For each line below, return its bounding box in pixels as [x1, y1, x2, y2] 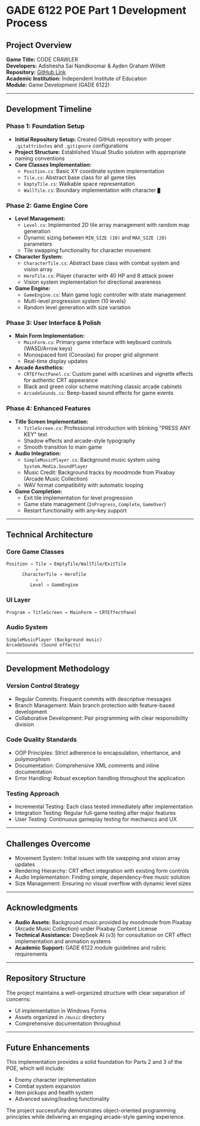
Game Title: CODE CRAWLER [6, 56, 79, 63]
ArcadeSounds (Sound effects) [6, 642, 82, 648]
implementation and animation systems [14, 937, 111, 944]
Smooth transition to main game [23, 443, 102, 450]
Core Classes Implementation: [14, 161, 92, 168]
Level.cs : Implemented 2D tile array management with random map [23, 221, 190, 228]
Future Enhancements [6, 1042, 90, 1053]
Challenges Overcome [6, 839, 91, 849]
